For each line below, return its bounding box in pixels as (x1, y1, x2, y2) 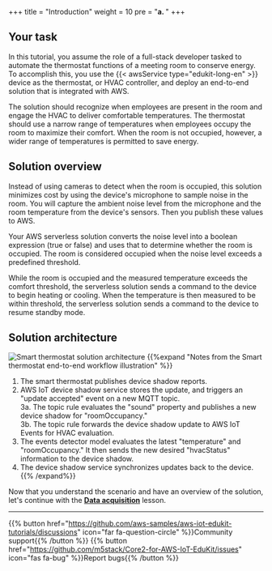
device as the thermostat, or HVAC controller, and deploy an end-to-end (8, 77, 249, 87)
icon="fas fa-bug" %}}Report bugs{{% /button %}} (8, 553, 180, 563)
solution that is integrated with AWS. (8, 86, 130, 96)
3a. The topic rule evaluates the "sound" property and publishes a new (19, 403, 257, 412)
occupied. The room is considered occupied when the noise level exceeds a (8, 249, 262, 258)
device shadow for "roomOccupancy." (19, 411, 148, 420)
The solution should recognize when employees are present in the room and (8, 101, 263, 112)
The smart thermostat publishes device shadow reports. (19, 377, 208, 386)
